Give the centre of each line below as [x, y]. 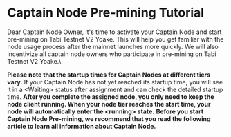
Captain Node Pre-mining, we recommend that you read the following [109, 118]
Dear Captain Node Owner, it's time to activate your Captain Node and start [114, 32]
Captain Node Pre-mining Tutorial [106, 13]
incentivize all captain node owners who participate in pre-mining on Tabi [112, 54]
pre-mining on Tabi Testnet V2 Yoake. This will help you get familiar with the [115, 39]
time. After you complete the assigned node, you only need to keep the [111, 97]
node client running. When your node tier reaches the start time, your [109, 104]
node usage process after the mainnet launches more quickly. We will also [113, 46]
